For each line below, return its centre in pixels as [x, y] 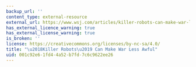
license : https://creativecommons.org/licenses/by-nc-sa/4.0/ [83, 44]
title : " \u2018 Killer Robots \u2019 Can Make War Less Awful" [82, 50]
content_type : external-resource [47, 17]
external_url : [23, 22]
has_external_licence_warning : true [50, 28]
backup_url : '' [24, 11]
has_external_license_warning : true [50, 33]
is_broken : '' [23, 38]
